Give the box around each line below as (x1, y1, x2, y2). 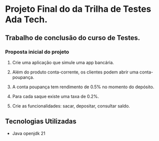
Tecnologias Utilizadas (5, 117, 77, 126)
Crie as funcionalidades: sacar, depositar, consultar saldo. (12, 103, 130, 109)
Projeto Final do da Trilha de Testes (5, 3, 152, 15)
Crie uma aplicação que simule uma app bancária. (12, 59, 114, 65)
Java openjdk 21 (12, 130, 46, 136)
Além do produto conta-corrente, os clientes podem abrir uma (12, 69, 139, 75)
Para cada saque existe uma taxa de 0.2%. (12, 93, 99, 99)
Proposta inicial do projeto (5, 48, 69, 55)
